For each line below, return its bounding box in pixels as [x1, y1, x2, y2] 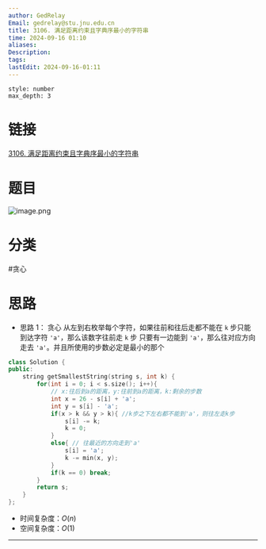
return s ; [36, 483, 69, 492]
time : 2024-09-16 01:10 [8, 33, 87, 42]
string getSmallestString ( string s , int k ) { [22, 373, 176, 381]
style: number [8, 85, 55, 93]
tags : [8, 56, 26, 64]
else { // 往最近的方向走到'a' [50, 440, 141, 447]
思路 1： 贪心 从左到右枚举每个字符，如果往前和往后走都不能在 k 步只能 [19, 322, 252, 332]
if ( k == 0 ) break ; [50, 469, 112, 477]
